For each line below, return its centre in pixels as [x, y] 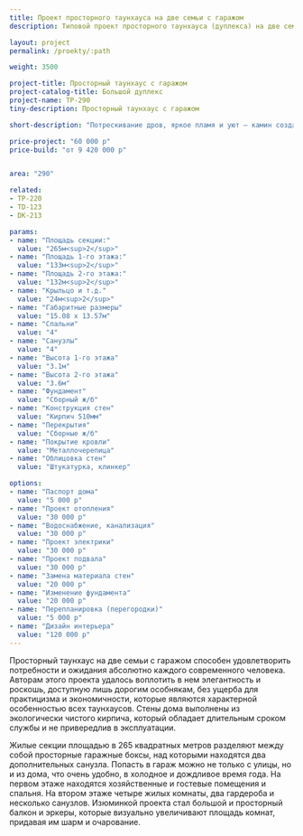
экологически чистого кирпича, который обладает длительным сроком [147, 718]
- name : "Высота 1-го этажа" [64, 358]
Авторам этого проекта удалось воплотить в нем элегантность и [135, 680]
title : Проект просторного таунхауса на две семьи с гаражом [127, 18]
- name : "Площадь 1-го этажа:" [68, 257]
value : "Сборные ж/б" [58, 433]
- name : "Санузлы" [44, 341]
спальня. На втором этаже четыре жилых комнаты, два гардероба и [142, 793]
